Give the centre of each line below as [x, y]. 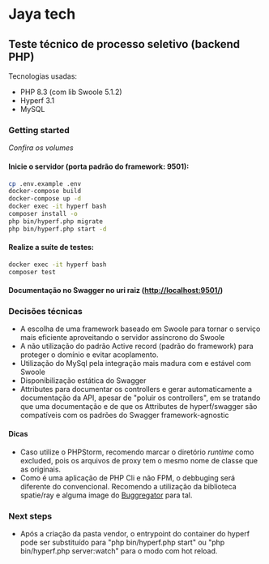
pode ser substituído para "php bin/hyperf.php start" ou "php [122, 542]
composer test [32, 272]
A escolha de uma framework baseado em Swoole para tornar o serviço [140, 329]
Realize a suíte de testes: [51, 248]
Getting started [39, 130]
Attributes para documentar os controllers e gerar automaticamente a [136, 390]
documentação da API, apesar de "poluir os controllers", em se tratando [140, 398]
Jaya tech [42, 14]
